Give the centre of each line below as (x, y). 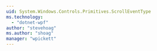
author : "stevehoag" (31, 28)
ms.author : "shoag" (30, 33)
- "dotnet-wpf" (30, 22)
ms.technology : (25, 17)
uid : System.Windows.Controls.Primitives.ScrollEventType (78, 11)
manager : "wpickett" (31, 39)
